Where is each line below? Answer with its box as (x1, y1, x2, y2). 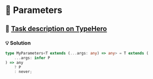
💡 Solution (5, 39, 31, 46)
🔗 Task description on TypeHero (5, 24, 107, 33)
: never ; (14, 69, 32, 74)
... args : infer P (14, 55, 50, 60)
